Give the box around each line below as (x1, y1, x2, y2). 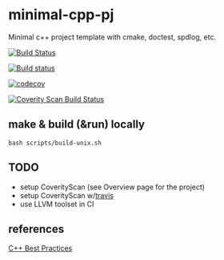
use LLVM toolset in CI (19, 199, 94, 209)
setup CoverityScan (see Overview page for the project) (19, 182, 206, 192)
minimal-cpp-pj (8, 6, 114, 24)
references (8, 222, 65, 236)
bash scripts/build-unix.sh (8, 139, 102, 147)
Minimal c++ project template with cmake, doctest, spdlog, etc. (8, 32, 217, 42)
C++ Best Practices (8, 243, 73, 254)
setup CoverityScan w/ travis (19, 190, 114, 200)
